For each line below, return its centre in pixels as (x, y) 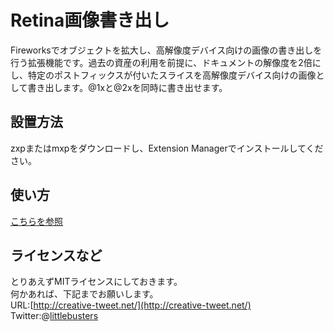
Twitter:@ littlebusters (54, 316)
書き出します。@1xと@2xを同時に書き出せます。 (127, 87)
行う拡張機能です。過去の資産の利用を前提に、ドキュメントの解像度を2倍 (161, 62)
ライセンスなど (56, 255)
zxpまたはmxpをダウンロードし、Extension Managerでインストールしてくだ (167, 148)
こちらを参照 (36, 221)
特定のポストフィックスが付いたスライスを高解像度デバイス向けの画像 (172, 75)
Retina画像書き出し (90, 20)
